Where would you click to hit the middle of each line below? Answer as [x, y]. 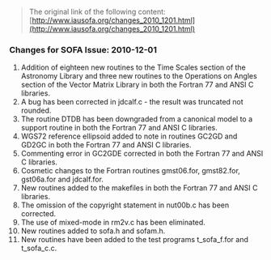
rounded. [36, 111]
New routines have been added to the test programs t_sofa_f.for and [135, 240]
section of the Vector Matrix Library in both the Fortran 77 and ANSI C [137, 85]
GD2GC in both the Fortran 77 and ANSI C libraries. [106, 145]
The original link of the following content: [97, 12]
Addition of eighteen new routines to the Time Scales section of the [133, 67]
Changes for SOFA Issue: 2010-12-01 [83, 49]
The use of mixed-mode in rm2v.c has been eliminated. [113, 223]
